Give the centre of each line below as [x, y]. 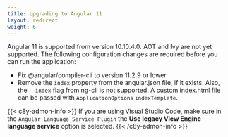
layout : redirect [33, 20]
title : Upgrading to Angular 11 [55, 14]
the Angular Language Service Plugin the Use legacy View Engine [104, 119]
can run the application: [42, 62]
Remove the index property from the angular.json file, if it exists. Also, [119, 83]
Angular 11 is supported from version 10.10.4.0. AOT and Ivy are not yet [110, 47]
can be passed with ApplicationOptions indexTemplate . [98, 98]
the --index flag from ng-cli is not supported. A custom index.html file [119, 90]
